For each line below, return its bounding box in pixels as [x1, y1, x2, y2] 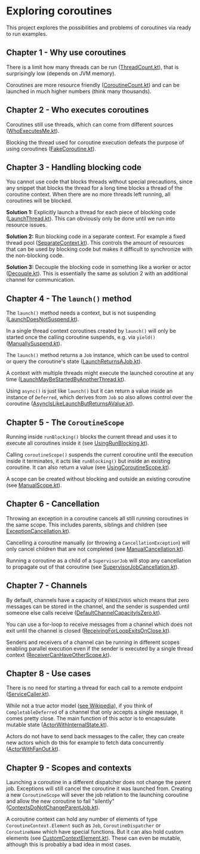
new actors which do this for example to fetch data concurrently [6, 739, 164, 747]
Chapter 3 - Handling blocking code [6, 162, 142, 172]
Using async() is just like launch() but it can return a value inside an [6, 387, 173, 394]
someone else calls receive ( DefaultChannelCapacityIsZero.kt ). [6, 609, 162, 616]
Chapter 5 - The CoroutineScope [6, 417, 124, 427]
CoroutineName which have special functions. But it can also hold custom [6, 828, 184, 835]
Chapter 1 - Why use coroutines [6, 48, 127, 58]
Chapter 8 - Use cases [6, 668, 91, 679]
